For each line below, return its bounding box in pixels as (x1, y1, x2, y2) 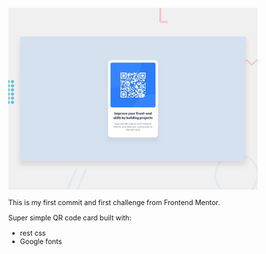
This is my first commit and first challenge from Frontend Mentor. (8, 198, 220, 207)
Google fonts (19, 237, 63, 246)
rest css (19, 229, 46, 238)
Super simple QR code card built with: (8, 213, 132, 222)
